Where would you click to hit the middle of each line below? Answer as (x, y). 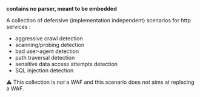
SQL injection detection (44, 70)
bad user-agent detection (47, 51)
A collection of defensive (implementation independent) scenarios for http (98, 20)
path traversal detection (45, 58)
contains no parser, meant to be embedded (62, 9)
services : (18, 27)
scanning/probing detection (50, 45)
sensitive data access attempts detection (66, 64)
